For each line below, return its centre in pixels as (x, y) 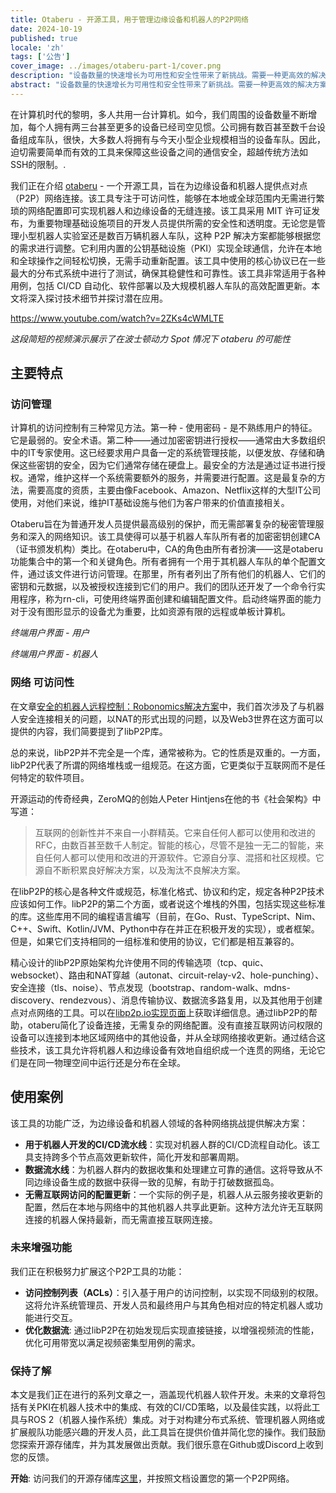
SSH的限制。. (38, 164)
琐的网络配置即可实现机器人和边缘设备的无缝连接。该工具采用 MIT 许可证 (161, 210)
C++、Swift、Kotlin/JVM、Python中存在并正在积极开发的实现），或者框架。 (165, 928)
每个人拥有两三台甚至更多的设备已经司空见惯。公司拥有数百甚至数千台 (172, 127)
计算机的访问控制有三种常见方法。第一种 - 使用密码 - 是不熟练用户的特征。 (164, 428)
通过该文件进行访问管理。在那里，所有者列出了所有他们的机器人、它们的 (176, 574)
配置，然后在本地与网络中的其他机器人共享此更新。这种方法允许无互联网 (173, 1207)
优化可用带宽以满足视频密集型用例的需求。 (112, 1342)
